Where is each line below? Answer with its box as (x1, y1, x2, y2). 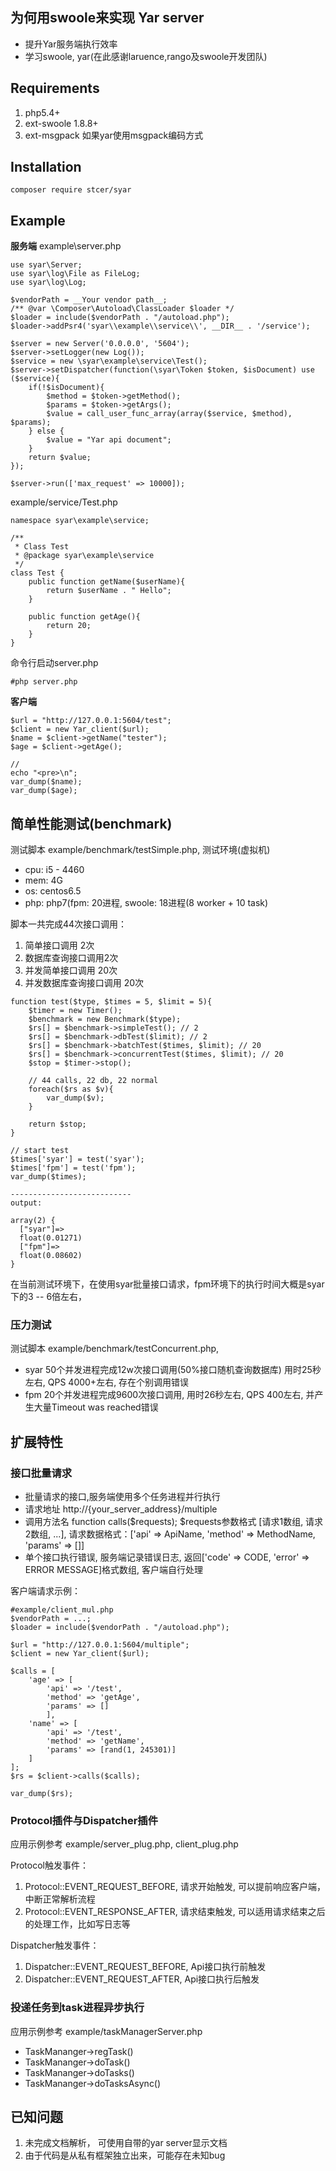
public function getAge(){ (28, 612, 141, 622)
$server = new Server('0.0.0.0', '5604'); (10, 339, 190, 349)
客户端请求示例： (10, 1585, 81, 1597)
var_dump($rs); (10, 1789, 74, 1799)
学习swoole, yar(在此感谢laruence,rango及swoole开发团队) (24, 50, 268, 62)
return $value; (28, 453, 92, 463)
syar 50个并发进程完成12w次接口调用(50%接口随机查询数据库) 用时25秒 (24, 1364, 322, 1376)
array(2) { (10, 1216, 56, 1226)
